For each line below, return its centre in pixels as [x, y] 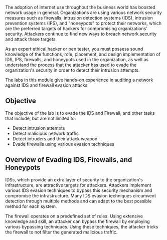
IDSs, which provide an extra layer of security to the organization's [74, 179]
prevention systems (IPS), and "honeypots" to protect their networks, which [83, 23]
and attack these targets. [31, 39]
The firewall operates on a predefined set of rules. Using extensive [74, 216]
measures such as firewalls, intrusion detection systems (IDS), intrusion [79, 18]
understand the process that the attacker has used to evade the [71, 65]
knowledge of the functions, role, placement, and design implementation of [83, 54]
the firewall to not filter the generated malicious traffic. [61, 232]
